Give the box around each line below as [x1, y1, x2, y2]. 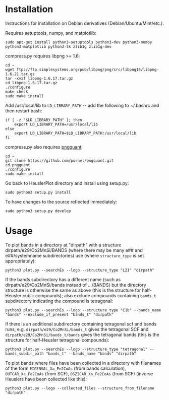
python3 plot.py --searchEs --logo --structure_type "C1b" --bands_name [5, 307, 161, 313]
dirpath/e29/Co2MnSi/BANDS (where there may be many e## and [5, 247, 143, 253]
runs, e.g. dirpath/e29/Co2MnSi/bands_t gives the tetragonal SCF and [5, 326, 149, 332]
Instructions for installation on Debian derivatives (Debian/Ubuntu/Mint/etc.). [5, 20, 164, 26]
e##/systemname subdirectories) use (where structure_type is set [5, 252, 144, 258]
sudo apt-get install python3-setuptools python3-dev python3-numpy [5, 39, 152, 45]
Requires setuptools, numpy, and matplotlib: [5, 30, 97, 36]
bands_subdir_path [5, 351, 44, 356]
